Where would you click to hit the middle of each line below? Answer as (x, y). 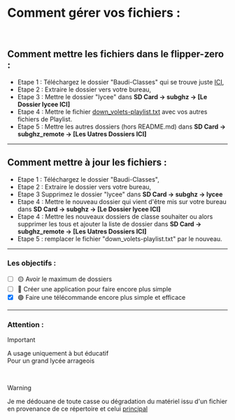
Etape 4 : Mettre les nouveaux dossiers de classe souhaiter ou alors (115, 216)
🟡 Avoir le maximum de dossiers (65, 279)
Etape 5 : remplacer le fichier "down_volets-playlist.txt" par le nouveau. (120, 238)
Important (21, 340)
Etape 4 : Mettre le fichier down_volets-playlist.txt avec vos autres (112, 111)
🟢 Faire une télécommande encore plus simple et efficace (101, 297)
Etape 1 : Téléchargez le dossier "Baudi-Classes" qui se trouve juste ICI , (121, 82)
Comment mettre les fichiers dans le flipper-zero (116, 54)
